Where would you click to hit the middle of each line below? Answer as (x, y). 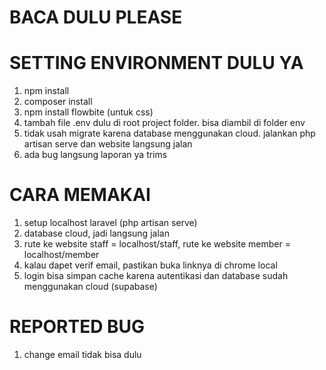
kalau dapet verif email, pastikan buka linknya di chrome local (150, 265)
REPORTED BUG (77, 327)
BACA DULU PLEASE (96, 17)
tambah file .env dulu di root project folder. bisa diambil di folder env (164, 123)
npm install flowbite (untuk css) (88, 112)
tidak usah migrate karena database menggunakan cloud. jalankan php (169, 133)
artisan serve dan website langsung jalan (108, 144)
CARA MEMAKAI (80, 195)
